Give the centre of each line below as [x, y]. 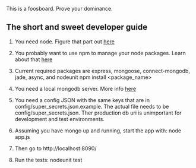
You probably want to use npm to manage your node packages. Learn [100, 53]
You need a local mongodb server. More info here [75, 88]
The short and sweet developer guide [77, 27]
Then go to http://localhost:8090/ [56, 148]
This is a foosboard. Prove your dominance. [59, 9]
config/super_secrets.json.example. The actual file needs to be [92, 106]
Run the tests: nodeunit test [48, 160]
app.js [22, 137]
